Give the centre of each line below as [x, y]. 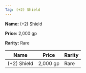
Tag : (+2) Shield [23, 10]
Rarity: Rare [17, 43]
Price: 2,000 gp [21, 33]
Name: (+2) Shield [24, 24]
